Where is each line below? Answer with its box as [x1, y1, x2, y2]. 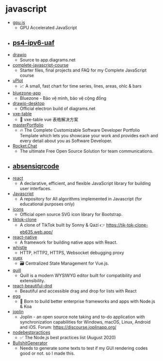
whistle [12, 244, 27, 250]
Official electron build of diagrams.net [19, 106, 96, 111]
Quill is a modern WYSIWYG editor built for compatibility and [19, 272, 141, 278]
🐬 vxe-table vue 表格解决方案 [19, 116, 79, 122]
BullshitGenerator [12, 340, 48, 346]
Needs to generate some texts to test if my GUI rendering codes [19, 345, 148, 351]
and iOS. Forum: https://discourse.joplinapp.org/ [19, 324, 117, 330]
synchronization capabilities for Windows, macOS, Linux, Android [19, 319, 151, 325]
